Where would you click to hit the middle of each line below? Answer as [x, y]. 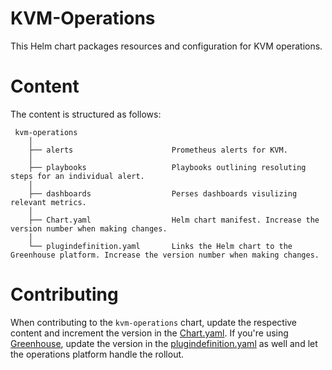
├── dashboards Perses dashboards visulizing [163, 193]
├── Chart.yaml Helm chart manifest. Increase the [174, 220]
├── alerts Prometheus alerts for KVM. [158, 150]
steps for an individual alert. [77, 176]
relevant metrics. [48, 202]
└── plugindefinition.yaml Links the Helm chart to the [160, 246]
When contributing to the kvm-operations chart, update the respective [154, 322]
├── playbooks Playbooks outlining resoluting [167, 167]
